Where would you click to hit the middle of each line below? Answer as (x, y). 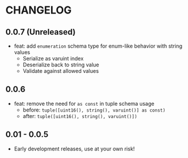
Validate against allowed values (61, 71)
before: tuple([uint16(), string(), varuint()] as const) (94, 110)
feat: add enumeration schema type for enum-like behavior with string (98, 46)
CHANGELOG (38, 10)
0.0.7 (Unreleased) (41, 32)
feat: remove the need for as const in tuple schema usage (84, 103)
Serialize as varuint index (53, 58)
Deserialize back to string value (61, 65)
